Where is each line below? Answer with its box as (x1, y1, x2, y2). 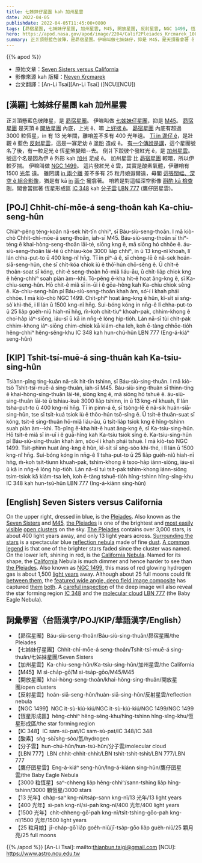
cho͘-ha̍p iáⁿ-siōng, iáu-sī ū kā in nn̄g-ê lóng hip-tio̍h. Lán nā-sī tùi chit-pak (6, 315, 191, 322)
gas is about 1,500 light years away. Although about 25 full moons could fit (6, 570, 191, 578)
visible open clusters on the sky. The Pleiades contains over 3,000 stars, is (6, 526, 191, 533)
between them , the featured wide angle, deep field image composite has (6, 577, 186, 584)
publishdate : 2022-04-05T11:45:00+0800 (6, 20, 106, 26)
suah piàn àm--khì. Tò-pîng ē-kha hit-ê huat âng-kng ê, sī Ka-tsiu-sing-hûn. (6, 425, 194, 432)
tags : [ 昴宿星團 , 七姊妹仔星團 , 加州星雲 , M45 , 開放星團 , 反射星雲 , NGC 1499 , (6, 25, 188, 32)
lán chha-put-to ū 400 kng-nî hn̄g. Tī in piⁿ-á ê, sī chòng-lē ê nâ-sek (6, 254, 176, 261)
